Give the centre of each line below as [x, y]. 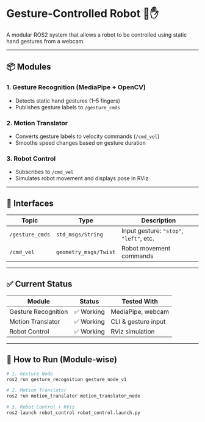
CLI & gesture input [138, 321]
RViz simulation [133, 331]
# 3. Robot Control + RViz [41, 407]
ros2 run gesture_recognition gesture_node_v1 [67, 379]
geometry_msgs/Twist [86, 252]
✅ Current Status [39, 284]
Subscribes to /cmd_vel [44, 172]
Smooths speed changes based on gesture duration [81, 142]
